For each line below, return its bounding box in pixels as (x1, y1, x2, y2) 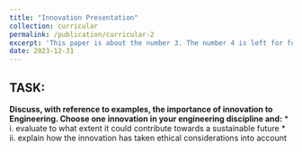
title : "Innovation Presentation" (9, 13, 139, 22)
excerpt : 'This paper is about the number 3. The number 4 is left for (9, 38, 283, 48)
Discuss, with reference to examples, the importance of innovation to (9, 103, 273, 114)
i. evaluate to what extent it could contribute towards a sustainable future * (9, 122, 286, 133)
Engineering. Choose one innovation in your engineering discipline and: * (9, 113, 289, 124)
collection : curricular (9, 22, 99, 31)
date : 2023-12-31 (9, 47, 75, 56)
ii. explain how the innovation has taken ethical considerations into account (9, 132, 288, 143)
